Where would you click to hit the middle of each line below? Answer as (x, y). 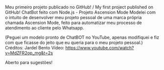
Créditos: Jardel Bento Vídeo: (35, 48)
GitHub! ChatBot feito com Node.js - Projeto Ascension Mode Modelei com (80, 12)
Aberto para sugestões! (29, 62)
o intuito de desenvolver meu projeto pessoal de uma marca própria (73, 17)
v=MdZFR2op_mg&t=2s (29, 53)
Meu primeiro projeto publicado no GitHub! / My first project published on (79, 7)
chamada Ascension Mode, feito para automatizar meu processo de (73, 23)
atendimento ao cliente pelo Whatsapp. (45, 28)
